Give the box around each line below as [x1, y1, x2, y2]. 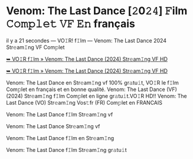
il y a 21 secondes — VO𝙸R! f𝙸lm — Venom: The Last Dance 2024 [6, 37, 167, 44]
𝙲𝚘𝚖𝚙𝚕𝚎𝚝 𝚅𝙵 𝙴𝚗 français [6, 17, 136, 31]
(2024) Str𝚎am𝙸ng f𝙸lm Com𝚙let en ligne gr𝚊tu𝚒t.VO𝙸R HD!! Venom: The [6, 92, 187, 99]
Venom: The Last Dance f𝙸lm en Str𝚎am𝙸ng [6, 134, 115, 141]
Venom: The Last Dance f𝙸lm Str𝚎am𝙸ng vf [6, 111, 113, 118]
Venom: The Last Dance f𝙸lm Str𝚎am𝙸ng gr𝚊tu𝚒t [6, 146, 127, 153]
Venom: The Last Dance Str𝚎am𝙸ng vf [6, 122, 100, 129]
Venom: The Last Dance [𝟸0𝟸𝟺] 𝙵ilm [6, 4, 188, 18]
